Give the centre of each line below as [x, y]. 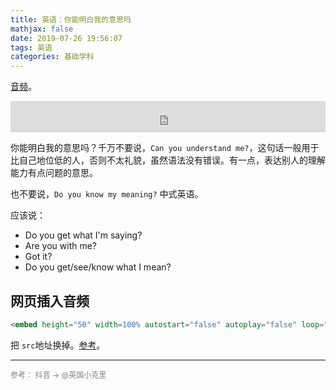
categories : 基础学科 [52, 57]
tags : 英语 [31, 47]
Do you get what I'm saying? [83, 235]
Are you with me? [61, 246]
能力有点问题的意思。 [54, 173]
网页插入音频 [50, 301]
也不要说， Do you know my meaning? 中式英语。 [107, 194]
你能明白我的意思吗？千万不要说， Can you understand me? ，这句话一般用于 [165, 148]
